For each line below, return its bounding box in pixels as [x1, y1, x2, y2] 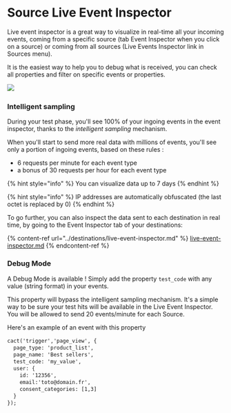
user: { [13, 365, 36, 372]
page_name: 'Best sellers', [13, 351, 94, 358]
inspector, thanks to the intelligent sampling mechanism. [7, 125, 168, 133]
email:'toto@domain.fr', [19, 379, 91, 385]
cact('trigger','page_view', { [7, 337, 97, 344]
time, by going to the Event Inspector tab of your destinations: [7, 221, 183, 229]
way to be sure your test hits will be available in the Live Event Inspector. [7, 302, 213, 311]
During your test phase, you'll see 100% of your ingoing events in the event [7, 117, 221, 125]
